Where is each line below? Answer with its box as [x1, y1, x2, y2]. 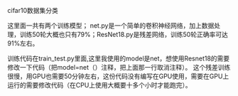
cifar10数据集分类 [7, 6, 59, 14]
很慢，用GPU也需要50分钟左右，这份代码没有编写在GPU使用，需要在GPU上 [7, 72, 229, 80]
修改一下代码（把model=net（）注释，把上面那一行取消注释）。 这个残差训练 [7, 63, 231, 71]
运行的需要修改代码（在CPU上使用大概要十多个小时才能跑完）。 [7, 81, 192, 89]
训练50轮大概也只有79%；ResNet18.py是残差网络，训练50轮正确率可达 [19, 31, 229, 38]
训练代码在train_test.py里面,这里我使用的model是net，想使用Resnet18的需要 [7, 54, 230, 63]
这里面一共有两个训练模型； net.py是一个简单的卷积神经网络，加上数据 [7, 21, 215, 30]
